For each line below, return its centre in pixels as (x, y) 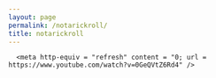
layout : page (32, 17)
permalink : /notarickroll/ (58, 25)
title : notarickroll (46, 33)
